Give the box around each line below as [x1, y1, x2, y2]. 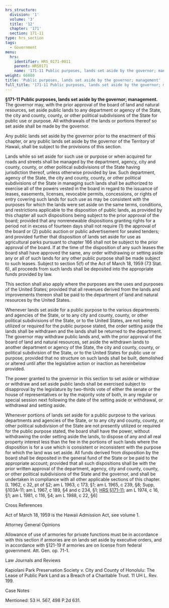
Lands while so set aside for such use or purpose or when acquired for [5, 153, 152, 159]
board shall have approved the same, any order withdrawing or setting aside [5, 250, 163, 256]
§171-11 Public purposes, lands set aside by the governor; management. [5, 96, 158, 102]
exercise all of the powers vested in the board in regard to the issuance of [5, 185, 158, 192]
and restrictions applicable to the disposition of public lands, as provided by [5, 207, 162, 213]
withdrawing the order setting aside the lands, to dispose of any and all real [5, 433, 161, 439]
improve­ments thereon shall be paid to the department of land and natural [5, 291, 158, 297]
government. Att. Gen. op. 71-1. [5, 548, 69, 554]
